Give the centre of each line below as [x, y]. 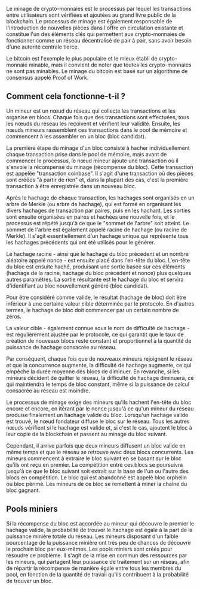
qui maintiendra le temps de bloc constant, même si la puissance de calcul [98, 384]
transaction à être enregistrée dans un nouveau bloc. [71, 186]
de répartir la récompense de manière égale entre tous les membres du [94, 568]
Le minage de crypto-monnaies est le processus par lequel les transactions [99, 9]
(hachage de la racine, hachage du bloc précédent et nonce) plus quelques [99, 273]
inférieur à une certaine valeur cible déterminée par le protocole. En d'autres [100, 303]
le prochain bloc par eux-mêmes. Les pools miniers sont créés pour [90, 549]
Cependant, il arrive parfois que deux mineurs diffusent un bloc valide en [96, 445]
